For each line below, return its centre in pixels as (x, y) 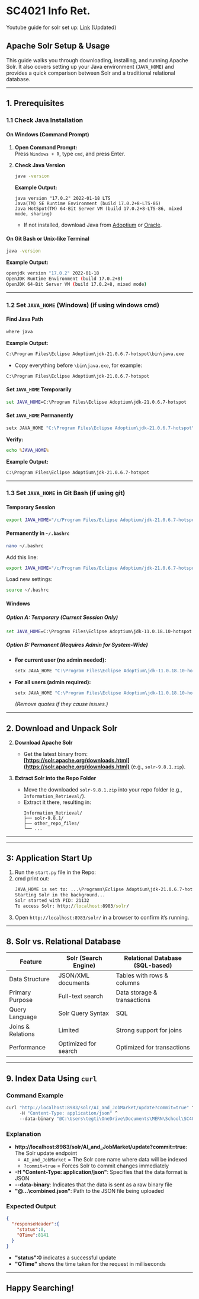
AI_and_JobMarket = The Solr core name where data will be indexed (105, 1160)
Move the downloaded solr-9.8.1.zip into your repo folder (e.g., (103, 790)
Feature (31, 962)
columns (128, 983)
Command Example (35, 1095)
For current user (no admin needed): (60, 660)
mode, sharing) (33, 214)
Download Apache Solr (44, 743)
